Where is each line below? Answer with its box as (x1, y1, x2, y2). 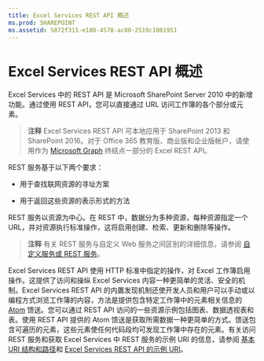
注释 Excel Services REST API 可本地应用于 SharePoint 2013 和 (27, 127, 230, 136)
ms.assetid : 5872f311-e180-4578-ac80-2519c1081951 (8, 26, 178, 34)
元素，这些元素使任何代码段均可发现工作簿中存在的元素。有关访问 (42, 325, 256, 334)
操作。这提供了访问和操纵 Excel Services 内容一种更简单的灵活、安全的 (8, 276, 239, 285)
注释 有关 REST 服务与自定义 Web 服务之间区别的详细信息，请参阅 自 (27, 239, 251, 249)
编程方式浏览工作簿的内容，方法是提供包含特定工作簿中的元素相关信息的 (8, 296, 242, 305)
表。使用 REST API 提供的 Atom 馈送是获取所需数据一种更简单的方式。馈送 (8, 315, 249, 325)
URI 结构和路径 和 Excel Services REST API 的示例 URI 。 (8, 344, 188, 354)
